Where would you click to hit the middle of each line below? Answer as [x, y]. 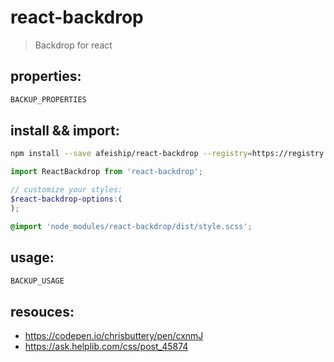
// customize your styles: [66, 190]
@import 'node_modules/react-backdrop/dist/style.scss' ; [131, 226]
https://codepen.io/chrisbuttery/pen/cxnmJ [114, 336]
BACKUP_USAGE [37, 281]
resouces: [42, 311]
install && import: [65, 131]
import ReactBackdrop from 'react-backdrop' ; [106, 172]
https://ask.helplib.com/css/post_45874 [106, 347]
